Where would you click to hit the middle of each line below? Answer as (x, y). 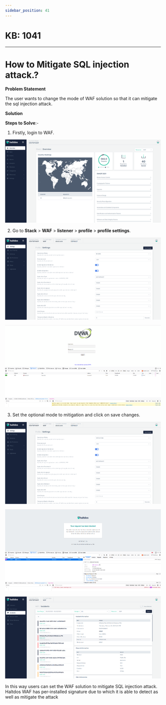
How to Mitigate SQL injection (67, 64)
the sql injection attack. (29, 104)
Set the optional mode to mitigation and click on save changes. (76, 415)
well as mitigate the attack (32, 697)
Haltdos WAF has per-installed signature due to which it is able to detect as (82, 692)
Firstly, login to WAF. (33, 132)
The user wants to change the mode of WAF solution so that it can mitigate (81, 98)
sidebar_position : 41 (27, 10)
